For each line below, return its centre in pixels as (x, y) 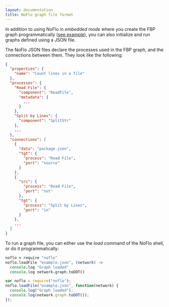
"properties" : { (27, 69)
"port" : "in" (37, 210)
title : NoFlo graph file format (39, 15)
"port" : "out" (38, 191)
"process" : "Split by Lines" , (55, 205)
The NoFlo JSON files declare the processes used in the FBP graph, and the (84, 50)
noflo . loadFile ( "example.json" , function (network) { (62, 286)
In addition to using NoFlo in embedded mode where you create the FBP (80, 29)
